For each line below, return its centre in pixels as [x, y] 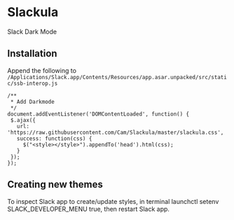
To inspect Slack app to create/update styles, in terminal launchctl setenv [113, 201]
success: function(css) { [54, 138]
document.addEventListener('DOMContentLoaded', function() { [98, 114]
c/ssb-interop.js [33, 83]
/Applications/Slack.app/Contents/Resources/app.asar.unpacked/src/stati [117, 77]
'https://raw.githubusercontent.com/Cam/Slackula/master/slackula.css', [116, 132]
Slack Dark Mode [32, 32]
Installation [32, 54]
